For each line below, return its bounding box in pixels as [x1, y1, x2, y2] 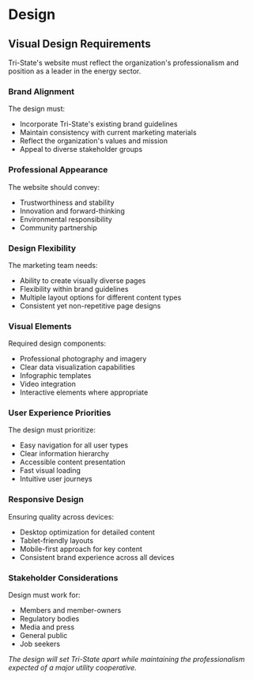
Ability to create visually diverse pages [19, 275, 146, 285]
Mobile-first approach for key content [19, 544, 142, 553]
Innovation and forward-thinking [19, 206, 125, 215]
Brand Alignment [8, 85, 75, 96]
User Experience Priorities [8, 407, 111, 418]
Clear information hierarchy [19, 449, 109, 459]
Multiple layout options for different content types [19, 293, 182, 302]
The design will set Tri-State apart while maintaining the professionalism [8, 655, 245, 664]
